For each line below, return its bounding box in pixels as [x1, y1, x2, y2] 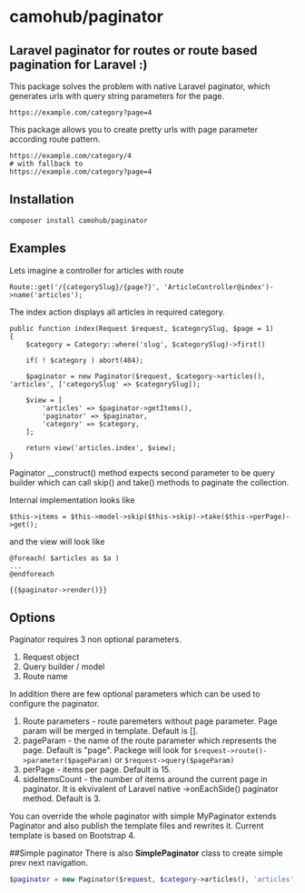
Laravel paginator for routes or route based [9, 43, 258, 58]
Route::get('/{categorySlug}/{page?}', [9, 282, 161, 292]
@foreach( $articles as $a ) [9, 553, 120, 563]
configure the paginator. [9, 698, 100, 709]
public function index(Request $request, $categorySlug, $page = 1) [9, 324, 274, 333]
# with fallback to [9, 159, 84, 168]
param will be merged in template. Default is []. [22, 726, 198, 737]
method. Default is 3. [22, 793, 102, 804]
